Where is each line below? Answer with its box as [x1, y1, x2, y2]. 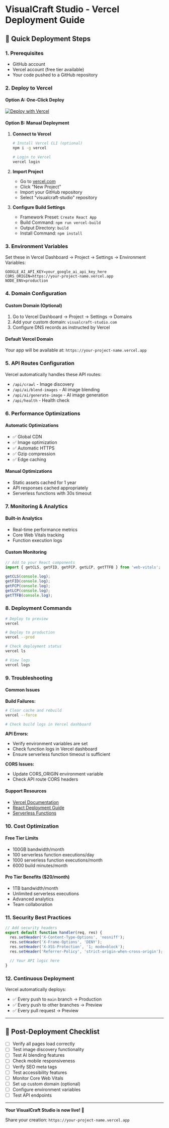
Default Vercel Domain [5, 336, 54, 342]
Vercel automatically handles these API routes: [5, 371, 102, 377]
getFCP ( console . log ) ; [5, 583, 51, 589]
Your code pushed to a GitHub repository [12, 72, 98, 78]
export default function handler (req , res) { [5, 930, 102, 935]
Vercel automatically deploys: [5, 986, 66, 992]
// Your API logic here [10, 958, 59, 964]
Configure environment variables [12, 1086, 81, 1093]
